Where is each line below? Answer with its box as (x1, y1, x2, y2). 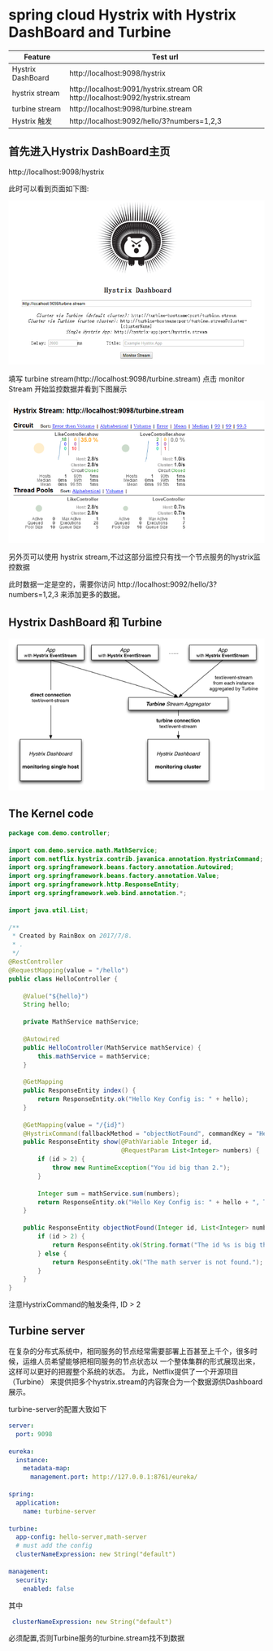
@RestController (8, 958, 63, 966)
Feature (24, 52, 51, 62)
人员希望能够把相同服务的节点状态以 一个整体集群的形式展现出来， (36, 1356, 260, 1366)
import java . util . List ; (8, 906, 89, 915)
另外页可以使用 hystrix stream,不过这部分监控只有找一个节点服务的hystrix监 (8, 552, 262, 562)
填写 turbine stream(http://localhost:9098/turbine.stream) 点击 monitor (8, 373, 245, 383)
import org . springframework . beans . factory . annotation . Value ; (8, 872, 220, 880)
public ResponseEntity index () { (23, 1086, 136, 1095)
